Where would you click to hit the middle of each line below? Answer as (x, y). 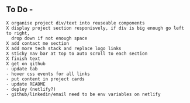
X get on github (26, 63)
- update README (26, 84)
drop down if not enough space (49, 38)
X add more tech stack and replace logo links (64, 48)
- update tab (22, 69)
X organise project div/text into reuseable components (75, 23)
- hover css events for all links (48, 74)
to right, (18, 33)
